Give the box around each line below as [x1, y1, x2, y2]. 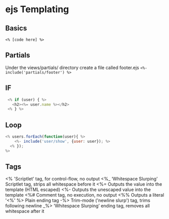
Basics [5, 24, 27, 33]
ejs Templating [5, 4, 69, 15]
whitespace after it [5, 208, 45, 214]
